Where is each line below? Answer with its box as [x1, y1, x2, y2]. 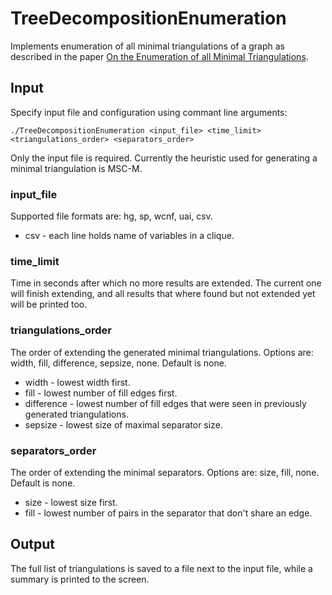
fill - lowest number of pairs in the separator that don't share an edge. [24, 507, 313, 519]
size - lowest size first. [24, 496, 118, 508]
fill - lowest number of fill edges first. [24, 387, 178, 399]
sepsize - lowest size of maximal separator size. [24, 418, 223, 431]
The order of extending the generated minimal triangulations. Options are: [10, 346, 314, 358]
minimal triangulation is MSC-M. [10, 162, 143, 174]
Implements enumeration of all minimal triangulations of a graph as [10, 40, 285, 52]
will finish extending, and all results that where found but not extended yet [10, 288, 316, 300]
